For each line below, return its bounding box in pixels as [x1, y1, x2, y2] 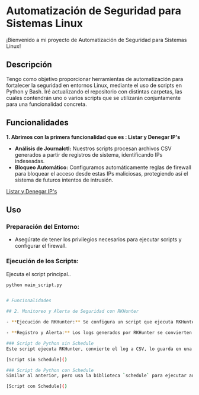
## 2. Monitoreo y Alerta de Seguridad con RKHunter [6, 309, 139, 315]
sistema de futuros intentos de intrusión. [14, 176, 114, 183]
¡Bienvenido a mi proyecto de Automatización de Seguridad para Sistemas [6, 36, 187, 43]
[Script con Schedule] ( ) [6, 383, 68, 390]
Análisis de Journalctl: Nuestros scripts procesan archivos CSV [14, 145, 172, 152]
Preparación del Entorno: [6, 222, 80, 231]
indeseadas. [14, 157, 45, 164]
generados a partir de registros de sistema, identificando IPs [14, 151, 163, 158]
